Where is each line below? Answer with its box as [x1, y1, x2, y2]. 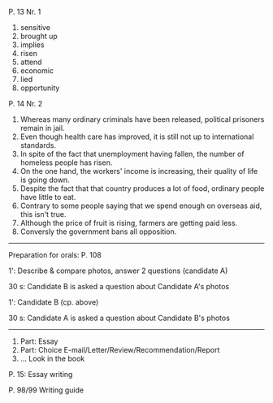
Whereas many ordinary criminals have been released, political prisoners [19, 115, 265, 124]
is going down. [19, 175, 71, 184]
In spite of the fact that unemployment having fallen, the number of [19, 149, 245, 158]
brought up [19, 32, 58, 41]
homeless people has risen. [19, 158, 113, 167]
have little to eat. [19, 193, 76, 201]
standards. [19, 141, 57, 149]
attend [19, 57, 42, 67]
